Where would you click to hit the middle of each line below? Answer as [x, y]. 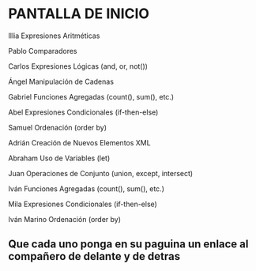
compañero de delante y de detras [94, 256]
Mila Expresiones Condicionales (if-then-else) [83, 204]
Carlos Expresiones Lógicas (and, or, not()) [78, 66]
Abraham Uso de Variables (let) [59, 158]
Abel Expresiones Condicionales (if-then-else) [83, 112]
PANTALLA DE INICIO [79, 14]
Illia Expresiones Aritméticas [54, 36]
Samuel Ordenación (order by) [58, 127]
